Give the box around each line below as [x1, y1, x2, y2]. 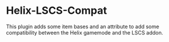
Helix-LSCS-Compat [6, 4, 107, 17]
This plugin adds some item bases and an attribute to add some [6, 23, 160, 30]
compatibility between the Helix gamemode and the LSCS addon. [6, 29, 164, 36]
